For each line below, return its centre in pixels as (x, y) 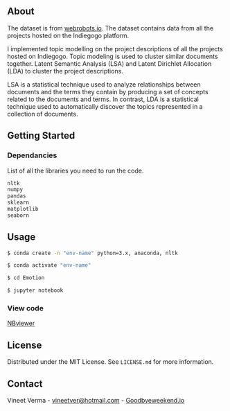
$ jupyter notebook (35, 290)
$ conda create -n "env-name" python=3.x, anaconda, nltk (92, 253)
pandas (17, 196)
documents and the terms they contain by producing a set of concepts (108, 91)
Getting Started (41, 135)
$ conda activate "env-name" (49, 265)
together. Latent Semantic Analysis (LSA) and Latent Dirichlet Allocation (109, 63)
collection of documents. (43, 114)
